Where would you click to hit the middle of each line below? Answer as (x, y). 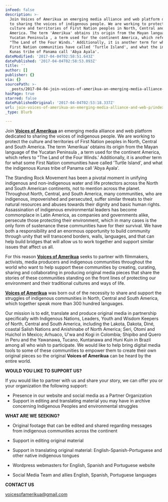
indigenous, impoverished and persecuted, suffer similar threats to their (79, 199)
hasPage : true (20, 94)
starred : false (21, 98)
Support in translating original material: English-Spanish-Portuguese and (87, 450)
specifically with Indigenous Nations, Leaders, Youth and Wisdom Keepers (82, 318)
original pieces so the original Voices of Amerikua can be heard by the (78, 355)
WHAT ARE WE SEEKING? (32, 415)
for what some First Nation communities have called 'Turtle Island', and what (84, 163)
